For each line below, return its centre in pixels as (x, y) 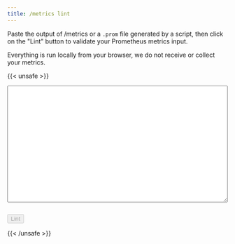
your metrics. (26, 62)
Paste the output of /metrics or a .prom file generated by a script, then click (115, 34)
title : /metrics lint (39, 14)
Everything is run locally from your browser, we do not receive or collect (111, 55)
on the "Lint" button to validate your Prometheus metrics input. (98, 41)
